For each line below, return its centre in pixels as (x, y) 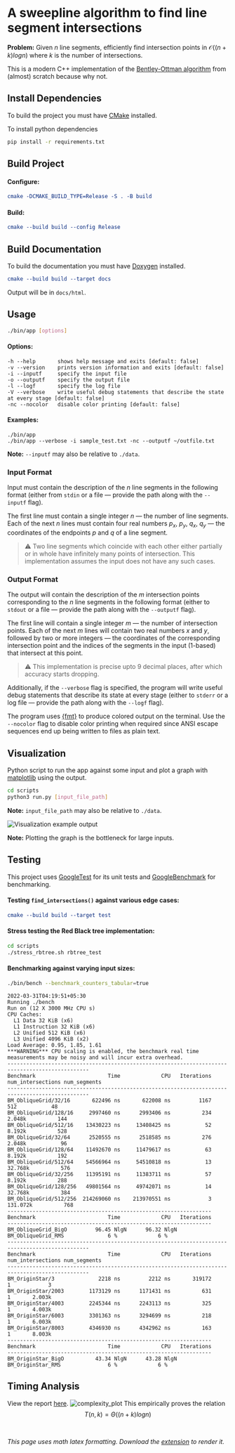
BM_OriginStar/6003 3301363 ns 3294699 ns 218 (109, 1315)
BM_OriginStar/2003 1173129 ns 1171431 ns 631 (109, 1291)
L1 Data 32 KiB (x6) (43, 1020)
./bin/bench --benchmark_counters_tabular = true (78, 983)
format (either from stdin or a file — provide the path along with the (105, 495)
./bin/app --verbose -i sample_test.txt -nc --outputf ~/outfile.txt (111, 441)
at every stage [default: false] (56, 398)
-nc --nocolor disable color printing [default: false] (94, 404)
